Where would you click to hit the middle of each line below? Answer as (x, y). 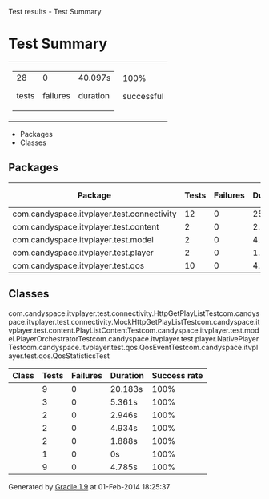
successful (143, 96)
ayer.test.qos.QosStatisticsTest (59, 356)
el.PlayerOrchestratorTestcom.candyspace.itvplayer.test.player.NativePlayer (134, 338)
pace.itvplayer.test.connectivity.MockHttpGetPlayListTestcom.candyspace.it (134, 321)
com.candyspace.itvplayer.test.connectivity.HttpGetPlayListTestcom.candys (134, 313)
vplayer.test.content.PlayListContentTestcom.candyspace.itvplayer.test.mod (134, 330)
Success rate (177, 375)
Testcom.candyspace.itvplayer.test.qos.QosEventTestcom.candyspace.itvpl (133, 347)
